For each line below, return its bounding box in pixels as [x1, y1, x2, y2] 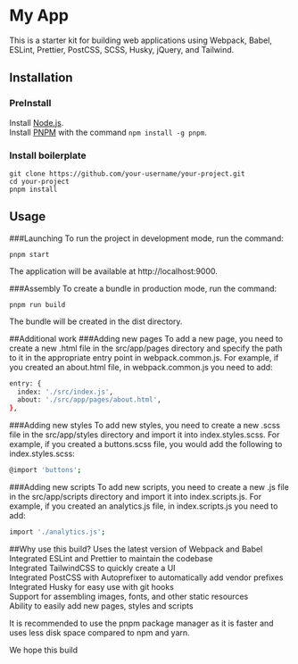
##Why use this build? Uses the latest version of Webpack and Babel [9, 544, 263, 554]
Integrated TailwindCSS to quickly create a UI [9, 562, 176, 573]
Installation [9, 71, 73, 86]
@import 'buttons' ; [9, 466, 82, 475]
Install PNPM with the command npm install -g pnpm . [9, 127, 207, 137]
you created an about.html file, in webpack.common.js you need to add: [9, 361, 274, 372]
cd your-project [9, 177, 70, 186]
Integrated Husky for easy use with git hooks [9, 581, 174, 592]
